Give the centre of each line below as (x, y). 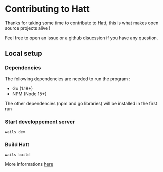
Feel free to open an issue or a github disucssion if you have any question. (81, 38)
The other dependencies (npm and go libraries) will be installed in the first (81, 103)
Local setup (24, 54)
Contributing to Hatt (47, 9)
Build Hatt (17, 144)
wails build (17, 155)
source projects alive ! (28, 28)
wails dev (15, 132)
